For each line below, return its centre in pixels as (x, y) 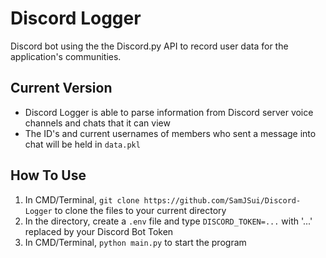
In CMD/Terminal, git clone (82, 199)
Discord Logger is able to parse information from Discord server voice (169, 112)
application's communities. (66, 56)
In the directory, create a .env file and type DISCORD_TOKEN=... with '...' (168, 221)
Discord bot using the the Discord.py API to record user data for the (149, 46)
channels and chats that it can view (97, 123)
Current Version (61, 88)
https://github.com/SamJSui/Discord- (222, 200)
